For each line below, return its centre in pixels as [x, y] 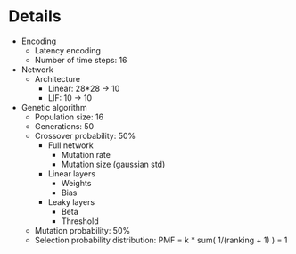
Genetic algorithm [54, 107]
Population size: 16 [69, 117]
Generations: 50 [64, 126]
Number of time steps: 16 [81, 60]
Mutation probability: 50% [82, 230]
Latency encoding [68, 50]
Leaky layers [71, 201]
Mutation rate [86, 154]
